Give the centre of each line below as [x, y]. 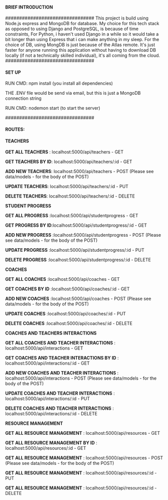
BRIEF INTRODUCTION [29, 7]
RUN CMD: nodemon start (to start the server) [53, 108]
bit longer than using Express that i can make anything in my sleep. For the [82, 40]
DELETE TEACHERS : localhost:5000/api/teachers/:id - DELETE [70, 196]
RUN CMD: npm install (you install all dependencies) [59, 83]
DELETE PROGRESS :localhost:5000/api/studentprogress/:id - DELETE [78, 260]
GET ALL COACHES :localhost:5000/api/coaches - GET [63, 279]
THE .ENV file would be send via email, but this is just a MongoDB [73, 93]
